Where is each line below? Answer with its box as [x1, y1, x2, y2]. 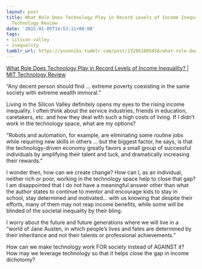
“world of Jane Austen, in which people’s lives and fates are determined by [6, 225, 192, 232]
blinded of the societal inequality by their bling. [6, 207, 123, 214]
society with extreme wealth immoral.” [6, 88, 101, 96]
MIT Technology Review [6, 70, 66, 78]
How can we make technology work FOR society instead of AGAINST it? [6, 243, 185, 250]
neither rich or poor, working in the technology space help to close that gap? [6, 175, 196, 182]
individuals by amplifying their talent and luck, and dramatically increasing [6, 150, 190, 158]
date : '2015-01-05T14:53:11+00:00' [6, 25, 96, 32]
